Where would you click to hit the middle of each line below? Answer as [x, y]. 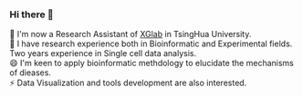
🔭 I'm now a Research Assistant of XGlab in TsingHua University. [131, 34]
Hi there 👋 [32, 15]
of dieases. [31, 73]
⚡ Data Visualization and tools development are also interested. [128, 83]
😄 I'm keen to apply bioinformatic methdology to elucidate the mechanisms [151, 63]
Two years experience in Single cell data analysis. [103, 53]
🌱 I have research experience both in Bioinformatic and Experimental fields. [151, 44]
